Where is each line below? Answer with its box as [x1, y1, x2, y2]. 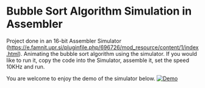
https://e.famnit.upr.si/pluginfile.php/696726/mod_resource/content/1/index [8, 44, 199, 51]
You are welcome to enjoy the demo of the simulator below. [6, 75, 156, 82]
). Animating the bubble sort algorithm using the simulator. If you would [18, 50, 197, 57]
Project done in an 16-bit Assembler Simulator [6, 37, 122, 44]
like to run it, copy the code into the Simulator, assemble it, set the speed [6, 56, 189, 64]
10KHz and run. [6, 63, 45, 70]
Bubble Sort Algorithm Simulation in [6, 4, 192, 18]
